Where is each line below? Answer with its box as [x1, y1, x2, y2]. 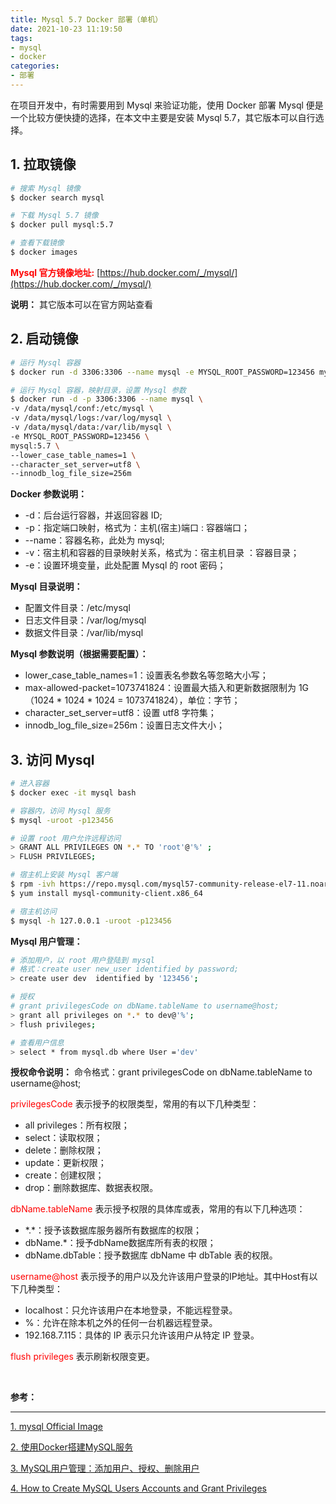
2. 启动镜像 [10, 331, 79, 348]
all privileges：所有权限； [24, 1119, 130, 1131]
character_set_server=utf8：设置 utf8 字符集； [24, 707, 217, 719]
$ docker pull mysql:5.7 [10, 220, 114, 230]
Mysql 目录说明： [10, 581, 83, 593]
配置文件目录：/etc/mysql [24, 602, 131, 614]
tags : [10, 33, 33, 43]
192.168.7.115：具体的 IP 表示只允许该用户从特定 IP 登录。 [24, 1329, 260, 1341]
